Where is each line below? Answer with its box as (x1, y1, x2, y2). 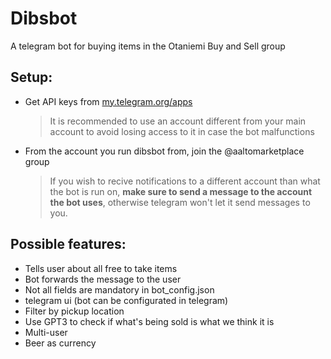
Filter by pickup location (24, 305, 125, 317)
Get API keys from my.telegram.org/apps (24, 95, 193, 107)
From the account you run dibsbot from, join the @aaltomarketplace (24, 145, 305, 157)
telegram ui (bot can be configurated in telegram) (24, 294, 229, 306)
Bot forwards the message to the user (24, 273, 182, 285)
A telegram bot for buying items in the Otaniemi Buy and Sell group (10, 40, 286, 52)
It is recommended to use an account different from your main (49, 115, 307, 127)
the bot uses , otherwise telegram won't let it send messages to (49, 196, 311, 208)
